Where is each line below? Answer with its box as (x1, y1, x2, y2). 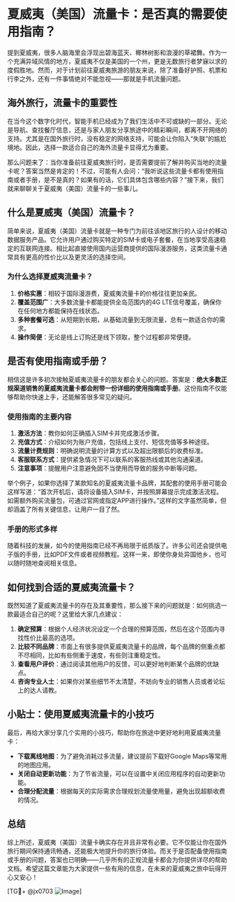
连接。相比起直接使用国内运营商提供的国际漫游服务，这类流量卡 (37, 244, 221, 252)
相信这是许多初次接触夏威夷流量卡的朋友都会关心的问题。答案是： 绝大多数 (7, 375, 221, 383)
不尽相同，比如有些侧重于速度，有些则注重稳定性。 (17, 651, 165, 659)
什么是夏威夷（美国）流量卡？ (7, 207, 136, 219)
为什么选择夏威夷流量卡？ (7, 272, 93, 282)
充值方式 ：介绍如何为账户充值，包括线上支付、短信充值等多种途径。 (17, 438, 213, 446)
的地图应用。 (17, 760, 54, 769)
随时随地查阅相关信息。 (13, 559, 81, 567)
